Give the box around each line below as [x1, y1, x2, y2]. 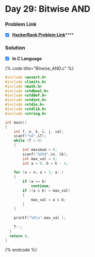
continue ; [31, 184, 51, 189]
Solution [5, 44, 26, 51]
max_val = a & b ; [31, 197, 66, 202]
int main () [5, 120, 27, 125]
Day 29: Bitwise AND [5, 3, 91, 15]
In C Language [12, 55, 42, 62]
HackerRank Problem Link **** [12, 32, 74, 38]
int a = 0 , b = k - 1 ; [22, 161, 68, 166]
